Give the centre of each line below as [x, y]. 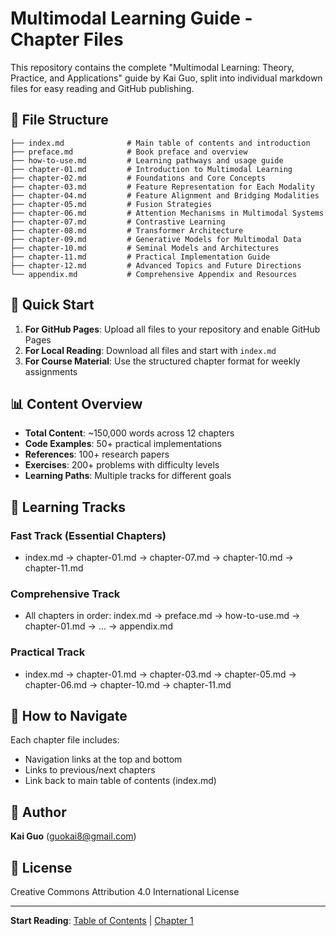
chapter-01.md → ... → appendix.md [99, 626]
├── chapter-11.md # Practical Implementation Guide [140, 257]
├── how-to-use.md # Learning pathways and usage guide [147, 160]
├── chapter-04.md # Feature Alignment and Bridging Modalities [165, 195]
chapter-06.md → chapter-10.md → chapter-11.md [128, 684]
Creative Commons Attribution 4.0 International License [125, 892]
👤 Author [38, 812]
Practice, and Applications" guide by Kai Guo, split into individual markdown [166, 78]
